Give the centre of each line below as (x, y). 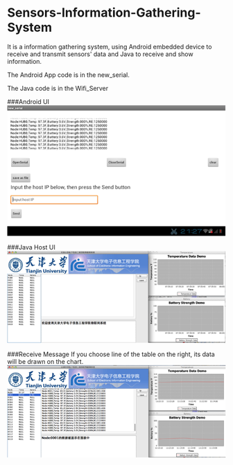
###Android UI (28, 101)
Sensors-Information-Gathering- (104, 13)
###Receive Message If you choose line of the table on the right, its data (111, 354)
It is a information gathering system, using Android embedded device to (110, 46)
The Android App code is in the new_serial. (68, 75)
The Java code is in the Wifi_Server (58, 88)
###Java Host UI (31, 247)
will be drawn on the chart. (45, 362)
